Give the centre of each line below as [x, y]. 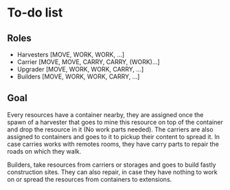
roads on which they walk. [44, 151]
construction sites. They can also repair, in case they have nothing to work [112, 172]
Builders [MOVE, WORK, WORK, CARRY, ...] [78, 76]
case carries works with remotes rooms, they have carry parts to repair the [113, 144]
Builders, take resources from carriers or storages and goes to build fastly [112, 165]
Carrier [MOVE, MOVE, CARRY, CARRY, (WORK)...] [88, 62]
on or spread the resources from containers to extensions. [90, 179]
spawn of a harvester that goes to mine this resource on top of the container [115, 122]
